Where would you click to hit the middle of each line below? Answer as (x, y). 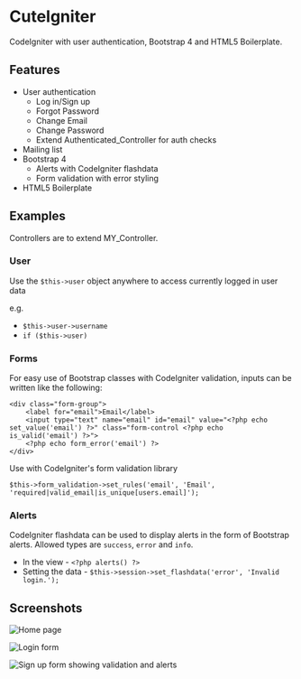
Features (35, 70)
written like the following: (56, 388)
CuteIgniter (53, 17)
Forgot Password (68, 111)
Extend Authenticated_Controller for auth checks (126, 140)
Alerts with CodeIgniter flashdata (97, 168)
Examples (37, 216)
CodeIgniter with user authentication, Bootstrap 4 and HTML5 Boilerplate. (146, 42)
